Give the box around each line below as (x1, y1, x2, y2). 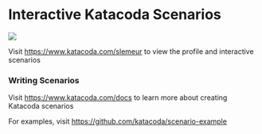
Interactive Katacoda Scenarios (8, 6, 221, 24)
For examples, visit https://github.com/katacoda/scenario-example (8, 117, 227, 126)
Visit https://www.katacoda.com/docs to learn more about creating (8, 93, 228, 102)
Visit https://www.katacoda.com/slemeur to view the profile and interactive (8, 46, 254, 56)
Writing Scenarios (8, 75, 80, 86)
